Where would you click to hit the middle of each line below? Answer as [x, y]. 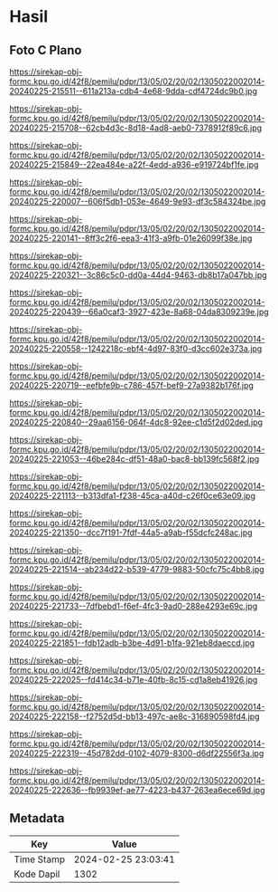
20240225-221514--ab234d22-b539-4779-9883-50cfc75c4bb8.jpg [137, 569]
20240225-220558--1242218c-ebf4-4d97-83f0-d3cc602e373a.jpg [136, 349]
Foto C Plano [46, 50]
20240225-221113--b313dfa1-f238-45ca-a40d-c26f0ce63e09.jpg [132, 496]
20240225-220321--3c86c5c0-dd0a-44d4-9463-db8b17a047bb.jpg [139, 275]
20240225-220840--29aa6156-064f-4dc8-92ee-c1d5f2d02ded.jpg [136, 422]
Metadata [37, 818]
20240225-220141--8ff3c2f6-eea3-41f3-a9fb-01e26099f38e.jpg [131, 238]
